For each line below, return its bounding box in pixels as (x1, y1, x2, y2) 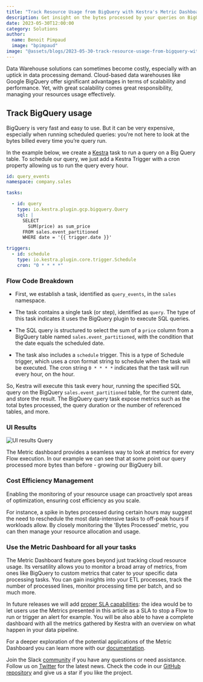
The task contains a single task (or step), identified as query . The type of (14, 309, 196, 316)
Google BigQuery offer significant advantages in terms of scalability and (6, 77, 186, 85)
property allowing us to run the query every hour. (6, 162, 129, 169)
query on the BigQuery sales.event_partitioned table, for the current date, (6, 389, 193, 396)
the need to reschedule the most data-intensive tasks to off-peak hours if (6, 515, 189, 522)
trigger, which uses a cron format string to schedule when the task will (14, 358, 190, 365)
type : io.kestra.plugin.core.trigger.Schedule (17, 257, 137, 263)
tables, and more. (6, 408, 50, 415)
